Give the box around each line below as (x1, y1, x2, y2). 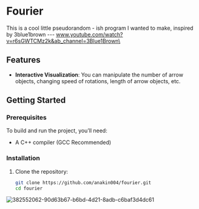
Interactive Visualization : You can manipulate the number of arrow (15, 71, 184, 78)
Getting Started (6, 95, 66, 106)
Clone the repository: (15, 168, 69, 175)
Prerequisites (6, 114, 47, 122)
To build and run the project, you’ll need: (6, 127, 107, 134)
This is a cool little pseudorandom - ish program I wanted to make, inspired (6, 24, 194, 32)
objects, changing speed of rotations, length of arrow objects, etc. (15, 77, 181, 84)
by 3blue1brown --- (6, 30, 55, 38)
